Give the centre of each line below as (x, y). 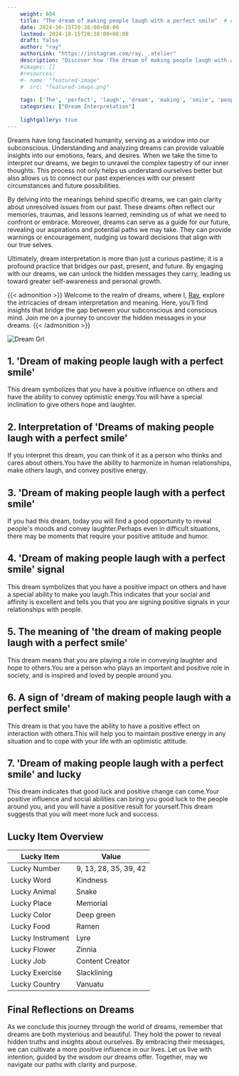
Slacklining (94, 973)
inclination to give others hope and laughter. (72, 405)
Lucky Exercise (36, 973)
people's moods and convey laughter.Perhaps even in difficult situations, (114, 529)
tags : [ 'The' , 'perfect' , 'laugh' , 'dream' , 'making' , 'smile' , (117, 100)
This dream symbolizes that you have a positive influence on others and (113, 389)
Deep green (96, 915)
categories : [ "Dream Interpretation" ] (78, 107)
